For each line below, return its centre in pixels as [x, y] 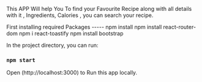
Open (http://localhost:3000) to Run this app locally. [72, 73]
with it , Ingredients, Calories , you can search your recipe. [80, 15]
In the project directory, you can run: [52, 45]
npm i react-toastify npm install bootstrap [71, 33]
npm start [21, 60]
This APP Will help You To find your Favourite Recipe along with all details [99, 9]
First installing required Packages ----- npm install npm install [84, 27]
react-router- [180, 27]
